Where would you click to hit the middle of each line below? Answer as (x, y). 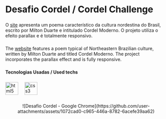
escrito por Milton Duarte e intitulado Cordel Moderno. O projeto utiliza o (82, 30)
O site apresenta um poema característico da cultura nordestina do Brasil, (83, 25)
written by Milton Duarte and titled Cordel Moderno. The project (72, 54)
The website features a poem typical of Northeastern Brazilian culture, (80, 49)
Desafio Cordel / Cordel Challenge (79, 9)
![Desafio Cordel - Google (49, 106)
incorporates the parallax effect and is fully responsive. (64, 59)
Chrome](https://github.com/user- (114, 106)
